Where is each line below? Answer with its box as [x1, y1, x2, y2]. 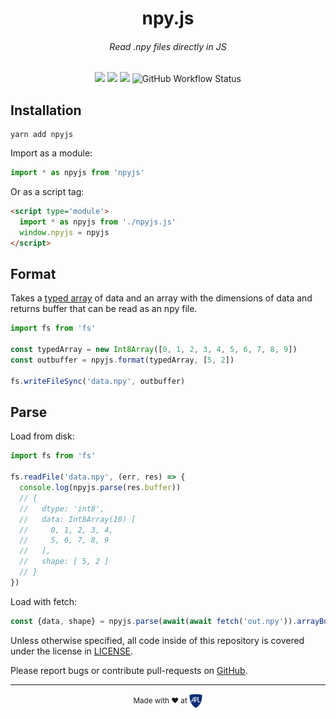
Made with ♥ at [133, 695, 188, 706]
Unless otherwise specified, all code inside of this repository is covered [10, 634, 305, 646]
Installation [10, 102, 82, 119]
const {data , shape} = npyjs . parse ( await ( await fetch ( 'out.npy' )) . [10, 616, 298, 626]
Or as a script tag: [10, 186, 85, 198]
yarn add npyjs [10, 130, 74, 140]
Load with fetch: [10, 595, 78, 607]
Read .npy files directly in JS [109, 40, 227, 52]
